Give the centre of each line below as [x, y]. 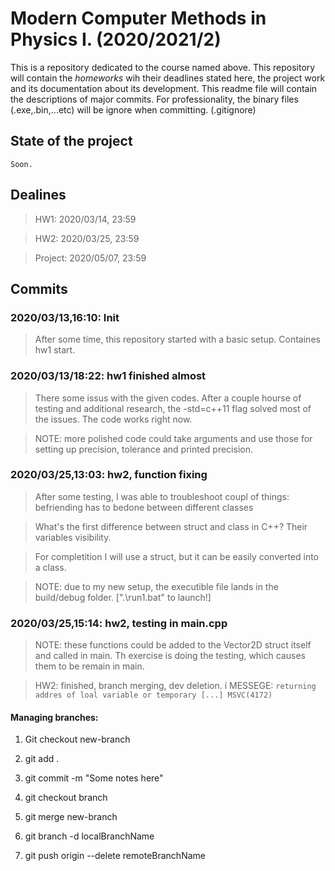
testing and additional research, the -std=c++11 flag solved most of [173, 408]
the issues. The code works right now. [113, 419]
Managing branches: [54, 717]
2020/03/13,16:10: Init [65, 317]
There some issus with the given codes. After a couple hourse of [168, 398]
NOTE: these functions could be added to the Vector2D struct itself [173, 645]
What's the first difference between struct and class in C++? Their [171, 526]
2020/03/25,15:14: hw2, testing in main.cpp [119, 623]
